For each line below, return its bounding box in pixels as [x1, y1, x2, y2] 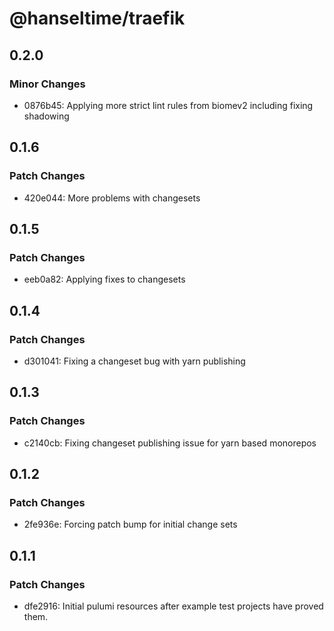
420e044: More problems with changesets [23, 192, 201, 204]
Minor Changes [9, 77, 86, 91]
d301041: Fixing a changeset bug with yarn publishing [23, 355, 246, 367]
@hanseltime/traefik [9, 7, 186, 30]
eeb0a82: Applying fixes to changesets [23, 273, 186, 286]
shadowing [23, 110, 70, 122]
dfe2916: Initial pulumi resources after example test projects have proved [23, 600, 324, 612]
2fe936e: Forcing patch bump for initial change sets [23, 518, 238, 531]
